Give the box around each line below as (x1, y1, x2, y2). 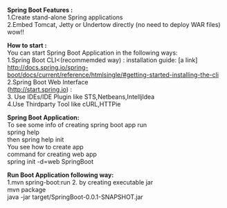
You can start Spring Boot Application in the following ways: (7, 48, 178, 57)
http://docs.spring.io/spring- (7, 64, 89, 71)
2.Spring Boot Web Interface (7, 78, 89, 86)
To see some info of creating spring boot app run (7, 121, 147, 129)
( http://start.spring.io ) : (7, 86, 73, 93)
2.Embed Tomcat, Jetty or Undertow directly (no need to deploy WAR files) (7, 21, 221, 28)
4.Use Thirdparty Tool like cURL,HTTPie (7, 100, 121, 108)
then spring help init (7, 135, 64, 144)
